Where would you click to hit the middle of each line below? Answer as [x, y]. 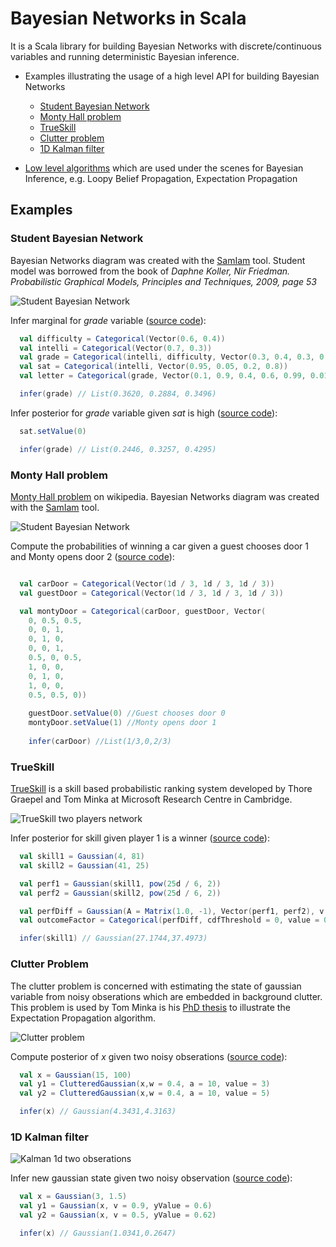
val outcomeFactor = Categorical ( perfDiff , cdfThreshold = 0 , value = [169, 920]
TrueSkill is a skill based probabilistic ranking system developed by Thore [161, 789]
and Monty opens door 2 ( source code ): [92, 556]
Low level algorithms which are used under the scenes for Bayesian [164, 168]
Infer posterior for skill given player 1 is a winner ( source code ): [140, 838]
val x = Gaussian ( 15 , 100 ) [75, 1075]
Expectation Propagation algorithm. [83, 1018]
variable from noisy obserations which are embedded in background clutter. [166, 996]
